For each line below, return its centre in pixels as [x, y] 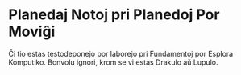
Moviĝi [32, 32]
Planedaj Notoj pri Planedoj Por [114, 15]
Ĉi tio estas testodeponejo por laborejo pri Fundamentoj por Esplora [121, 53]
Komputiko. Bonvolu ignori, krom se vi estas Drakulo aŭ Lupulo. [113, 62]
